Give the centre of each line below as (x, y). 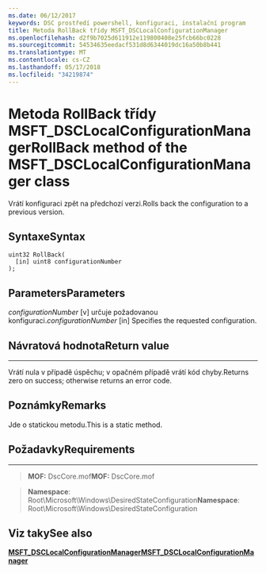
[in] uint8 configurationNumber (69, 262)
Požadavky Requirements (72, 450)
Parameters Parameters (66, 293)
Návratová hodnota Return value (89, 346)
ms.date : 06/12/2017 (42, 15)
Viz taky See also (50, 534)
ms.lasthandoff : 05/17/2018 (55, 67)
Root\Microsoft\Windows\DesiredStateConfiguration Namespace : (133, 500)
